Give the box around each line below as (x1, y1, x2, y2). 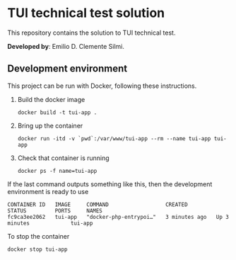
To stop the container (7, 232, 70, 240)
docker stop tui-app (7, 246, 69, 253)
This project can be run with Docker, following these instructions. (7, 81, 197, 90)
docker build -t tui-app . (17, 108, 98, 116)
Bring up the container (17, 121, 83, 130)
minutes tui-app (7, 220, 93, 227)
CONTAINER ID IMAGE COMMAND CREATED (7, 200, 189, 208)
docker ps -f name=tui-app (17, 167, 98, 174)
